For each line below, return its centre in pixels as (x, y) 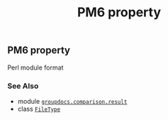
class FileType (39, 109)
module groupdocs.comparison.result (72, 101)
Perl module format (35, 67)
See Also (23, 86)
